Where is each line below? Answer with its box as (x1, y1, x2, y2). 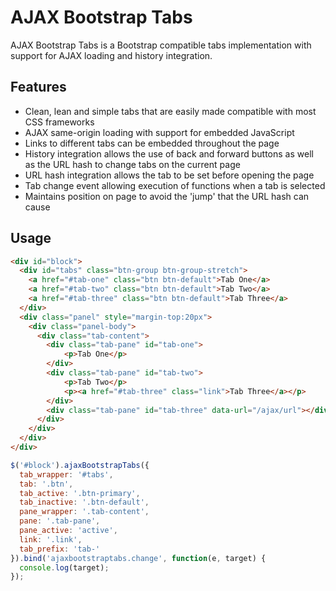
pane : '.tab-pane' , (19, 516, 101, 526)
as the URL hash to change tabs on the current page (24, 158, 241, 170)
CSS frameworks (24, 116, 95, 128)
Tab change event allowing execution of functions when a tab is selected (24, 179, 326, 191)
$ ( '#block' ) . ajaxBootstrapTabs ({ (10, 460, 150, 470)
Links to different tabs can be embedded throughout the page (24, 137, 280, 149)
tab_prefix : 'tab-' (19, 544, 101, 554)
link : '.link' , (19, 534, 83, 545)
